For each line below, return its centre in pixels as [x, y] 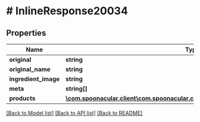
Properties [26, 33]
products [22, 98]
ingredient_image [35, 79]
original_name [30, 69]
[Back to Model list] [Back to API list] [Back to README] [74, 113]
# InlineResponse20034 [67, 11]
